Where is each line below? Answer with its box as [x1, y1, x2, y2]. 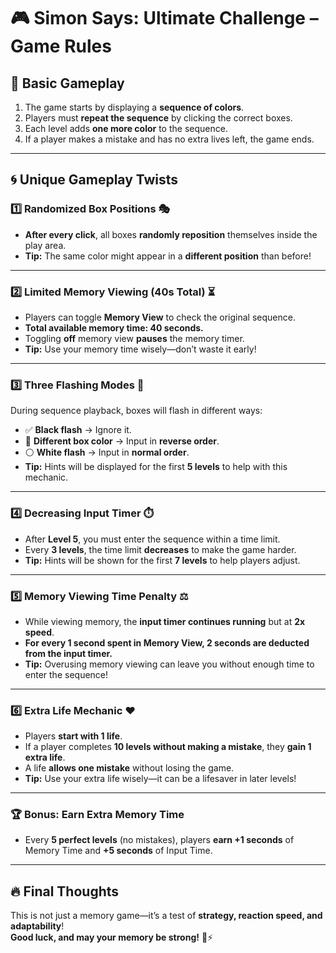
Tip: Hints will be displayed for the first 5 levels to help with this [24, 461, 288, 473]
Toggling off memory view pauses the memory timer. [24, 332, 245, 344]
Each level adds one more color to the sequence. [24, 123, 228, 134]
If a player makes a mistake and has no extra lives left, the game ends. [24, 133, 315, 145]
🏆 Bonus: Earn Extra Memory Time [10, 808, 185, 822]
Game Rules [10, 35, 112, 58]
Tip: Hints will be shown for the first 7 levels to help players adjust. [24, 554, 301, 566]
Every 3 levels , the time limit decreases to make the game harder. [24, 543, 297, 555]
